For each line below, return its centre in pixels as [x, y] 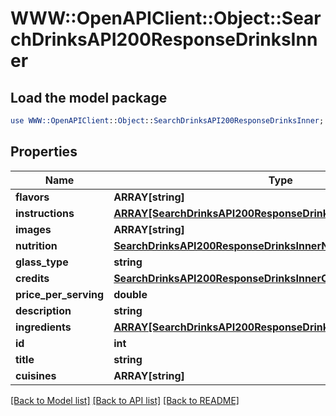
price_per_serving [60, 294]
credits [32, 278]
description [43, 310]
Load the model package [89, 97]
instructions [45, 213]
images [33, 229]
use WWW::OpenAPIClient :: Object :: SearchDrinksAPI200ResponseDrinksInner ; [167, 121]
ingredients [43, 327]
